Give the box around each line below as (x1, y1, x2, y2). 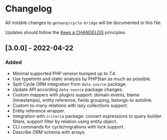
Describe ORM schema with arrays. (12, 129, 86, 135)
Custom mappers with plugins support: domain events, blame (12, 91, 140, 98)
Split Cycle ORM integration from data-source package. (12, 81, 127, 87)
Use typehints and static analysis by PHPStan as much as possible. (12, 76, 151, 82)
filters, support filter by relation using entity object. (12, 118, 118, 124)
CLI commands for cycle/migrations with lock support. (12, 123, 125, 129)
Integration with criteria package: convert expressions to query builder (12, 113, 162, 119)
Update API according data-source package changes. (12, 86, 124, 92)
